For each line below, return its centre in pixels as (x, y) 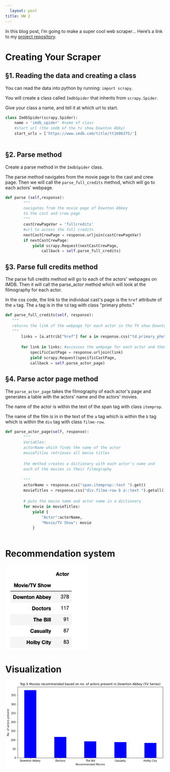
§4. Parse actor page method (52, 379)
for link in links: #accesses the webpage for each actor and (88, 347)
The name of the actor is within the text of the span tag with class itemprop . (84, 407)
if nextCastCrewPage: (46, 240)
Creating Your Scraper (53, 57)
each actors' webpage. (29, 187)
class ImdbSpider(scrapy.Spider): (42, 118)
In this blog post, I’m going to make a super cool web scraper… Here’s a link (84, 31)
